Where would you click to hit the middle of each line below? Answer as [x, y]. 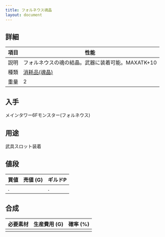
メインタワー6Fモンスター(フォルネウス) [48, 115]
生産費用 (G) [48, 224]
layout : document [24, 15]
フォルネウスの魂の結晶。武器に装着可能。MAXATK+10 [90, 63]
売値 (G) [33, 179]
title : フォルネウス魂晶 [29, 10]
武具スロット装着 [23, 146]
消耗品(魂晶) [38, 72]
